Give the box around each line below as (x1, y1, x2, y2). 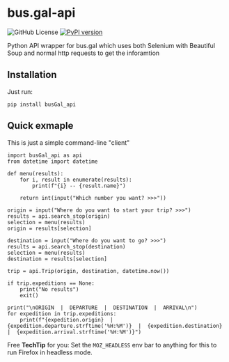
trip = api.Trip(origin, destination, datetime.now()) (7, 267, 170, 274)
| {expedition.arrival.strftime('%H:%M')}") (7, 329, 141, 336)
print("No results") (19, 285, 79, 293)
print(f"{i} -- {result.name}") (32, 182, 127, 189)
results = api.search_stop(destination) (7, 243, 127, 250)
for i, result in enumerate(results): (19, 176, 132, 183)
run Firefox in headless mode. (7, 348, 93, 356)
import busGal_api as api (7, 152, 82, 159)
